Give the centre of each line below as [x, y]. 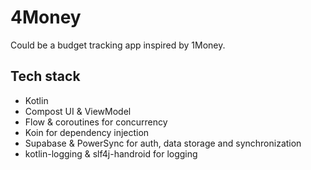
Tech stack [45, 76]
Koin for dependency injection [87, 132]
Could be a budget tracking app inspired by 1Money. [118, 45]
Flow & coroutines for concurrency [96, 122]
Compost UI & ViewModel [78, 111]
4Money [46, 17]
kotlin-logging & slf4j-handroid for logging [111, 153]
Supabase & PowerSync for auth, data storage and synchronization [163, 143]
